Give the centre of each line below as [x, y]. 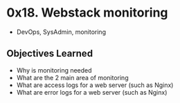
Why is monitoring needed [54, 70]
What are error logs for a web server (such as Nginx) [92, 92]
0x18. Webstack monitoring [87, 13]
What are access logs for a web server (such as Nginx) [95, 85]
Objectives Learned [50, 54]
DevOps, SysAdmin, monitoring [61, 32]
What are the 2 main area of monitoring [72, 77]
